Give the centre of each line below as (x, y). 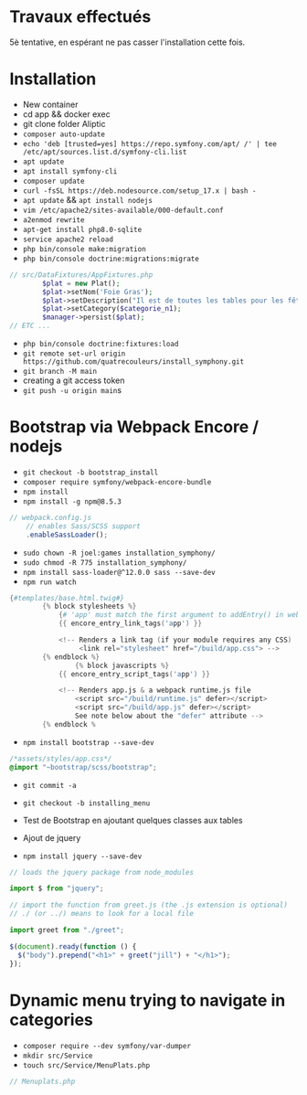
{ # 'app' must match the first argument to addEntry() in (171, 615)
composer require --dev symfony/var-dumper (107, 1046)
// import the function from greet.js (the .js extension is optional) (148, 905)
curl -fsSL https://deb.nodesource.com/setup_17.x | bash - (139, 191)
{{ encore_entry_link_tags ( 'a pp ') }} (130, 623)
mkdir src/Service (58, 1056)
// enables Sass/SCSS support (84, 526)
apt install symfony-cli (70, 171)
